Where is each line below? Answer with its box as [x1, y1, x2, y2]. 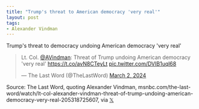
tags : [6, 20, 20, 26]
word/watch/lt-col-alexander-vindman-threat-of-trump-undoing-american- [6, 90, 194, 97]
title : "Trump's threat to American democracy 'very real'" [6, 8, 161, 15]
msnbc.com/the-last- [137, 84, 191, 91]
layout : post [6, 14, 39, 20]
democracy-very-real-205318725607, [6, 96, 99, 104]
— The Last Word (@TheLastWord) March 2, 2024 [21, 72, 147, 79]
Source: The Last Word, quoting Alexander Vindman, [6, 84, 137, 91]
